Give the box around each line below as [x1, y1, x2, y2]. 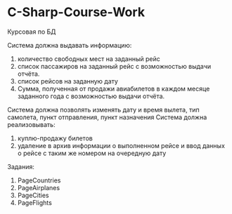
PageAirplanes [17, 183, 60, 192]
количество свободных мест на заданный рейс [17, 54, 160, 63]
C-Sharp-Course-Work [7, 4, 146, 20]
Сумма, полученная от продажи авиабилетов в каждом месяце [17, 84, 210, 93]
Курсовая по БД [7, 27, 56, 36]
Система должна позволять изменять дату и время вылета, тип [7, 105, 200, 114]
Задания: [7, 162, 35, 170]
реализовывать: [7, 120, 56, 128]
